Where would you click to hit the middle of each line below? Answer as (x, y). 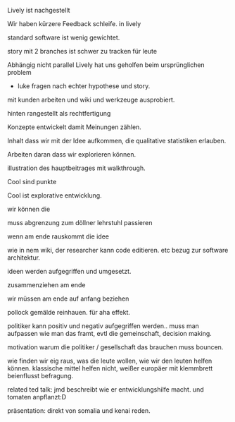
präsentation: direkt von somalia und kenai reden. (79, 411)
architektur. (24, 258)
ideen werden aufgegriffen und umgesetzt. (69, 271)
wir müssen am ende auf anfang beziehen (68, 299)
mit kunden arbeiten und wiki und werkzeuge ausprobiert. (91, 100)
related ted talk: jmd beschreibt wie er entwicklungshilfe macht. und (106, 390)
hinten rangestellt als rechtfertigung (59, 113)
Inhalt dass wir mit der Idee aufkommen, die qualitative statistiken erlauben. (117, 141)
